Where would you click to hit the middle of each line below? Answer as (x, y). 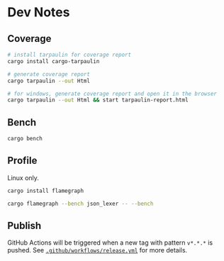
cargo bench (25, 139)
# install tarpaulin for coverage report (69, 55)
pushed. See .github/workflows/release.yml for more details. (97, 250)
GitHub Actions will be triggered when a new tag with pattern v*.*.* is (110, 243)
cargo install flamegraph (45, 191)
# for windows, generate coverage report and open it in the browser (112, 94)
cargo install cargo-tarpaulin (54, 61)
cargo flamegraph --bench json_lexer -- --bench (80, 204)
